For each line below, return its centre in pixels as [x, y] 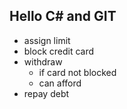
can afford [60, 83]
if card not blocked [77, 72]
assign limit [47, 40]
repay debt [46, 93]
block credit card [59, 51]
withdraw [43, 61]
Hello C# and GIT [63, 16]
